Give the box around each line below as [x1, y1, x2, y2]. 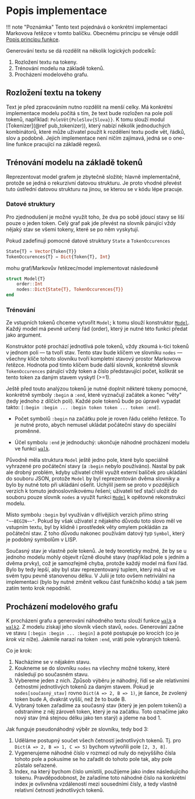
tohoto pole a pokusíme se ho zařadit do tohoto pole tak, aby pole [14, 756, 173, 763]
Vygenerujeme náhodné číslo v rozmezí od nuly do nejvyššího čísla [14, 749, 176, 756]
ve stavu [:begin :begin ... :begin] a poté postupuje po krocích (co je [6, 629, 179, 637]
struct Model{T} [6, 276, 45, 282]
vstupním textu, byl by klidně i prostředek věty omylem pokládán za [6, 524, 168, 531]
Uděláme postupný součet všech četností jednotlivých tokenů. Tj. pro [14, 737, 182, 744]
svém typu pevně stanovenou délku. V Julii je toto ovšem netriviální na [6, 572, 175, 579]
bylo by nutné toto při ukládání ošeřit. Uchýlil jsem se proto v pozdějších [6, 481, 179, 489]
